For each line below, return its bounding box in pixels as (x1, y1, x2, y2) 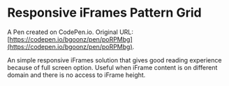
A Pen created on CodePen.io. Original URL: (7, 28, 134, 36)
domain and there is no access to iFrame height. (7, 71, 146, 79)
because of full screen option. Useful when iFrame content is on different (7, 63, 218, 71)
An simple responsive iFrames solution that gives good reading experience (7, 55, 222, 64)
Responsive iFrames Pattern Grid (7, 5, 202, 21)
